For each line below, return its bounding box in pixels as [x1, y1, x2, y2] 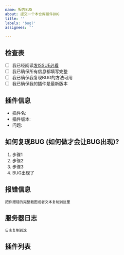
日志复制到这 [5, 228, 27, 233]
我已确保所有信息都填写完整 [12, 68, 68, 74]
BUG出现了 [12, 170, 35, 175]
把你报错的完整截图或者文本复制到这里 [5, 200, 71, 204]
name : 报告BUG [5, 7, 33, 12]
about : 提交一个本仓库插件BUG [5, 12, 60, 17]
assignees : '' [5, 25, 34, 30]
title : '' [5, 16, 25, 21]
